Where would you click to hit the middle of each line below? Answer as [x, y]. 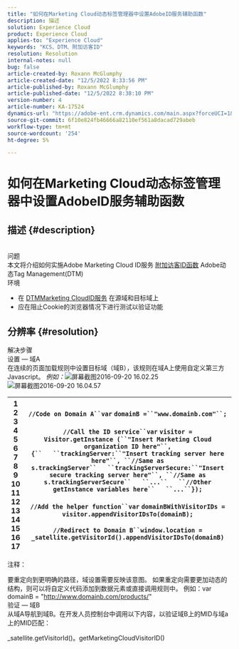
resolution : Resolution [43, 54]
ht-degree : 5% [28, 140]
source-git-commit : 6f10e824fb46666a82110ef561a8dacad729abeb [101, 120]
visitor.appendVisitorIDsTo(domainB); [128, 515]
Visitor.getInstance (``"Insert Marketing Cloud [128, 440]
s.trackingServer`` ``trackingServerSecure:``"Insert [128, 468]
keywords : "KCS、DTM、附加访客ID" [55, 47]
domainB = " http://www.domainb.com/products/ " [80, 597]
